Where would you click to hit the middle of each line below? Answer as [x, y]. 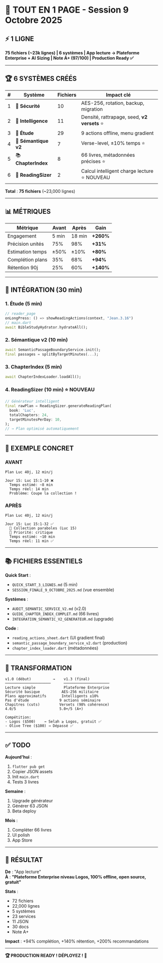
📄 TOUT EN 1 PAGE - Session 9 [67, 10]
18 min [79, 236]
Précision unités [26, 244]
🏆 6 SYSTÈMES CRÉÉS [41, 79]
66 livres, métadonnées [108, 155]
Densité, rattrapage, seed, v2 [114, 117]
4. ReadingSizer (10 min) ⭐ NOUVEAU [50, 389]
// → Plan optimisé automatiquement [42, 429]
